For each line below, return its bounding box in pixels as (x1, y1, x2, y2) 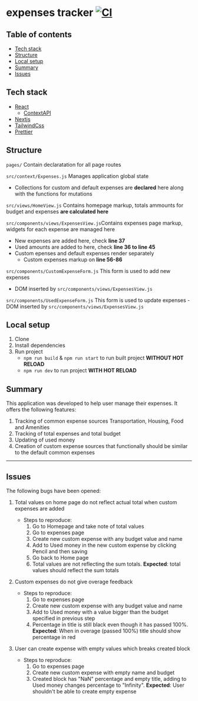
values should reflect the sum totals (32, 567, 119, 574)
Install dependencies (14, 342, 66, 349)
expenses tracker (6, 6, 94, 20)
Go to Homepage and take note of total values (32, 523, 144, 530)
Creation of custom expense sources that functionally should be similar (14, 443, 188, 450)
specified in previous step (32, 615, 95, 622)
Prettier (14, 128, 33, 135)
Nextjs (14, 115, 31, 122)
